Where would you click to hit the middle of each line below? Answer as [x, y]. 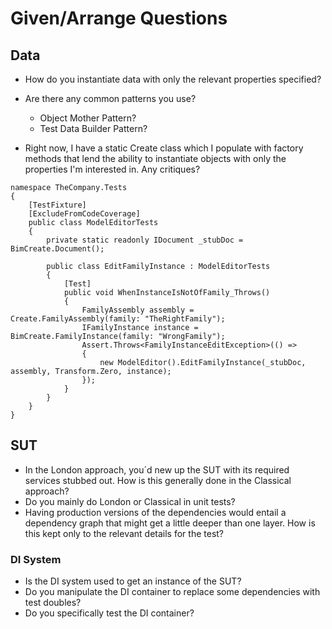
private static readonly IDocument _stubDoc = [145, 240]
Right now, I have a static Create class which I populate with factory [164, 148]
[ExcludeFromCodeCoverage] [84, 214]
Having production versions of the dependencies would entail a [155, 512]
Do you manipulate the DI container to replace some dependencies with [172, 592]
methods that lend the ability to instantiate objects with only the [155, 158]
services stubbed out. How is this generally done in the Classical [158, 480]
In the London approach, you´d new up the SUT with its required [157, 469]
